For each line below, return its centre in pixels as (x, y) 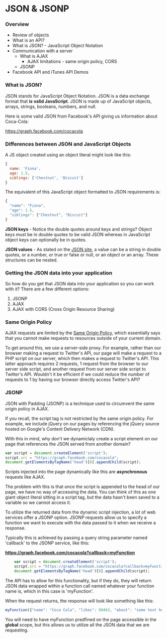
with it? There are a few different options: (47, 289)
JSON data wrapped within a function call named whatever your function (80, 586)
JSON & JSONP (37, 9)
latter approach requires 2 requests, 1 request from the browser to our (77, 364)
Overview (17, 24)
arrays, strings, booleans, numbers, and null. (51, 106)
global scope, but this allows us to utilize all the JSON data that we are (78, 625)
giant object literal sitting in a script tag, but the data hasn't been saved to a (83, 497)
